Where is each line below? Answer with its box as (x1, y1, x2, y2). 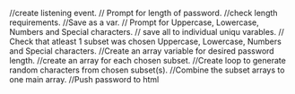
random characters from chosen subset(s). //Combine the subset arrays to (9, 64, 285, 75)
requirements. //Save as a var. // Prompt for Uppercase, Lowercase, (9, 17, 260, 28)
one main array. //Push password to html (9, 74, 160, 84)
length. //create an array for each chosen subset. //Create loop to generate (9, 56, 287, 65)
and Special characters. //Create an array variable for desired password (9, 46, 275, 56)
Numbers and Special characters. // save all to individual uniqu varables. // (9, 27, 285, 37)
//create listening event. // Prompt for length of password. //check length (9, 8, 278, 18)
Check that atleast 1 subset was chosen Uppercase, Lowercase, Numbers (9, 36, 282, 47)
